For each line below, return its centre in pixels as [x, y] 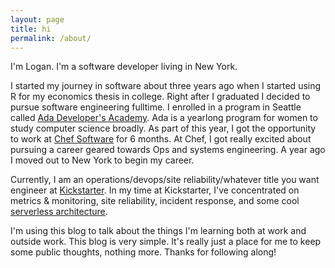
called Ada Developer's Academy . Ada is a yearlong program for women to [164, 118]
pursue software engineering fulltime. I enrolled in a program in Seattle [156, 107]
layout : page [37, 19]
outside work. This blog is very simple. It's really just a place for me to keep [166, 242]
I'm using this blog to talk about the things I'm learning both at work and [158, 231]
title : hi [31, 29]
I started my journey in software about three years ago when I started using [166, 86]
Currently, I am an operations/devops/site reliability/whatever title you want [165, 180]
